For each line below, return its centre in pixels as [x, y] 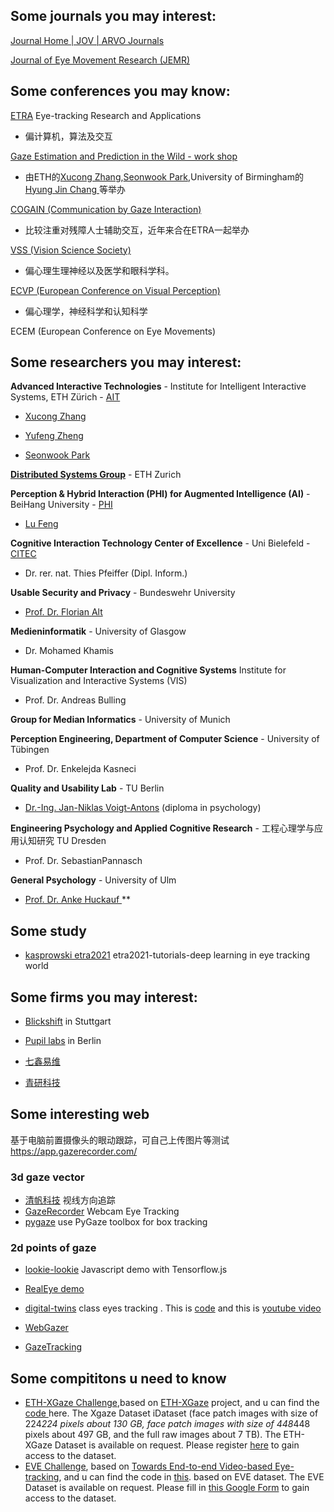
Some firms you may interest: [104, 997]
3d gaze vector [47, 1177]
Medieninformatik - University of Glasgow [98, 631]
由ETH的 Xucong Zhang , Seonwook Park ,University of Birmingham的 [164, 176]
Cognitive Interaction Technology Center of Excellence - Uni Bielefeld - [160, 543]
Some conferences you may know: [120, 91]
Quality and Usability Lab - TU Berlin [87, 788]
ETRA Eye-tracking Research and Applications [106, 115]
